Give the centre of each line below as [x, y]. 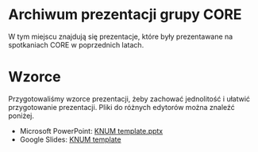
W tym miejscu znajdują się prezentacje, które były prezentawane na [121, 36]
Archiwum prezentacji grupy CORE [125, 15]
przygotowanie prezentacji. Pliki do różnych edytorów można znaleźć [122, 107]
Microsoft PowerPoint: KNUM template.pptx [91, 131]
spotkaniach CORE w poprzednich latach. [76, 44]
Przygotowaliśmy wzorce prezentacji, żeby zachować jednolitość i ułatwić [129, 99]
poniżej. [21, 116]
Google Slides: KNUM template [70, 139]
